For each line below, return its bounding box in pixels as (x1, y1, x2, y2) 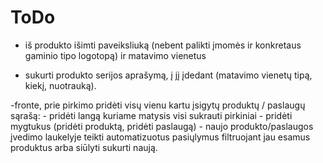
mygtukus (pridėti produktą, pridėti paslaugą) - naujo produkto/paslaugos (10, 120, 314, 132)
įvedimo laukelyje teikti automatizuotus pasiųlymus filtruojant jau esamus (10, 131, 311, 143)
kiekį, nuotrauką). (24, 79, 97, 91)
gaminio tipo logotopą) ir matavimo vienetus (24, 49, 207, 61)
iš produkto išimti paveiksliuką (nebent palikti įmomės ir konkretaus (24, 39, 302, 51)
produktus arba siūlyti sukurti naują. (10, 141, 158, 153)
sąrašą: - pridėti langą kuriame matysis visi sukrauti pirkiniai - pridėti (10, 109, 293, 121)
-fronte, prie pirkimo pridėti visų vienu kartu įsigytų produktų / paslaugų (10, 99, 306, 111)
